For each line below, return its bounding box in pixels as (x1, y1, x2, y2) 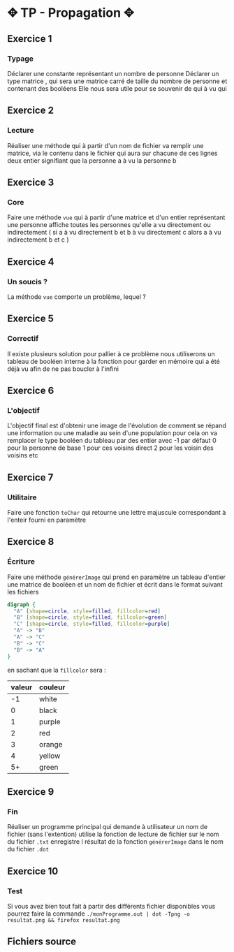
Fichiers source (7, 936, 77, 948)
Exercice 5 (7, 313, 54, 325)
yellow (39, 751, 61, 761)
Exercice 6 (7, 385, 54, 397)
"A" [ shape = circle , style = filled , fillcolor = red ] (13, 608, 161, 615)
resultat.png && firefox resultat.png (7, 916, 120, 923)
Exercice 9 (7, 786, 54, 798)
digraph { (7, 601, 36, 608)
